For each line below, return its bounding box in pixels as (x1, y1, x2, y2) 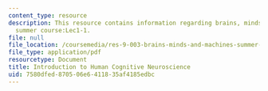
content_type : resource (8, 11, 88, 20)
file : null (8, 33, 45, 42)
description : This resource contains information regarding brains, (8, 19, 241, 27)
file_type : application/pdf (8, 48, 102, 56)
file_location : (8, 41, 59, 49)
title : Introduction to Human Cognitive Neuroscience (8, 63, 191, 71)
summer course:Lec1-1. (15, 26, 91, 34)
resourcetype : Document (8, 56, 88, 64)
